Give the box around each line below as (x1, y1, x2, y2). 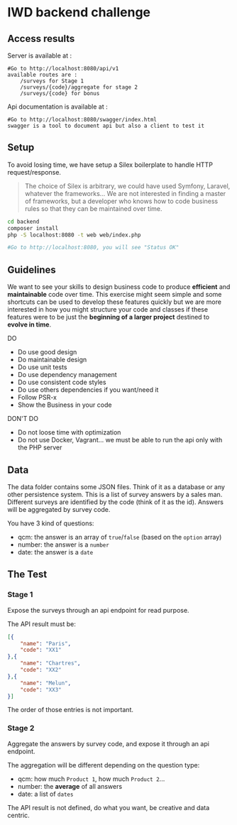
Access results (7, 33, 75, 45)
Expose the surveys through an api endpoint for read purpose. (7, 606, 189, 614)
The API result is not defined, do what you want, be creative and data (7, 803, 210, 812)
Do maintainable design (17, 356, 87, 364)
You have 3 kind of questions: (7, 519, 94, 528)
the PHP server (17, 443, 62, 452)
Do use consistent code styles (17, 378, 106, 387)
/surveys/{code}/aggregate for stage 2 (20, 84, 138, 91)
